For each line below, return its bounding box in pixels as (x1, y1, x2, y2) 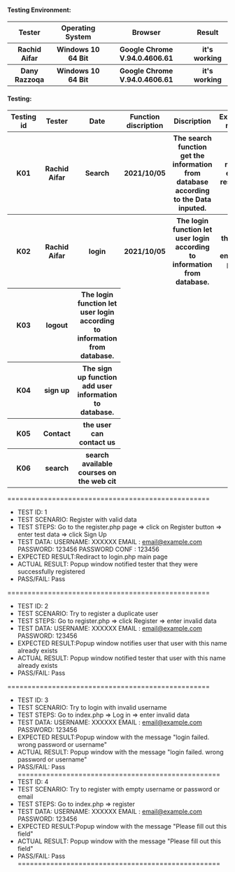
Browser (131, 28, 161, 38)
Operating (61, 23, 96, 33)
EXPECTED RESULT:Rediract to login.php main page (17, 552, 168, 561)
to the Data (173, 194, 212, 204)
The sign (82, 364, 113, 373)
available (81, 459, 113, 469)
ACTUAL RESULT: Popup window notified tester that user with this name (17, 654, 226, 662)
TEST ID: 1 (17, 508, 48, 516)
